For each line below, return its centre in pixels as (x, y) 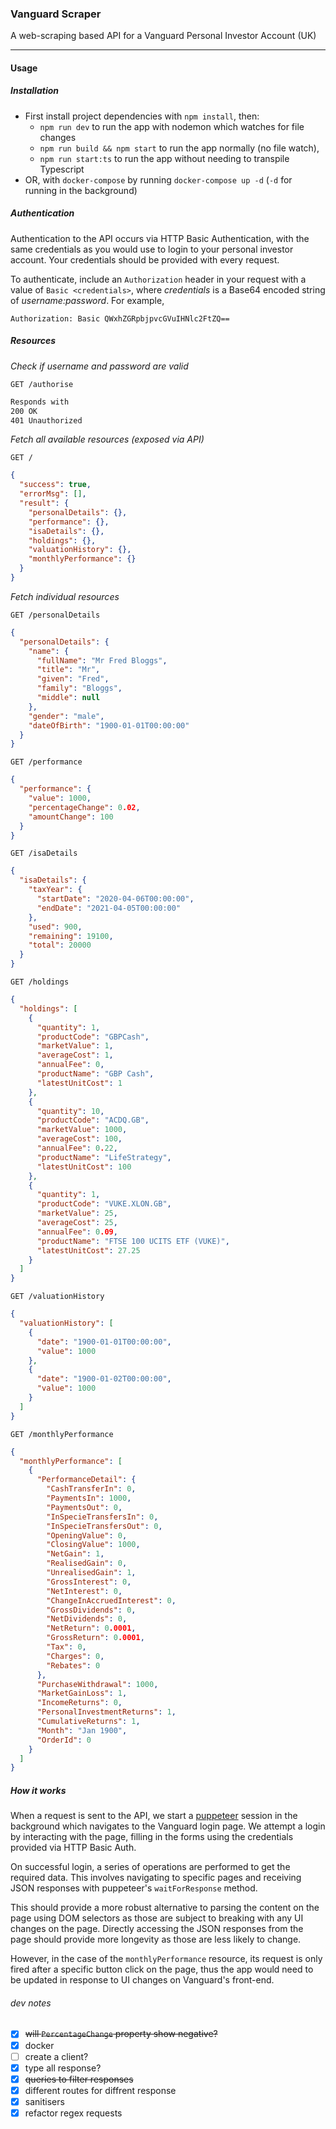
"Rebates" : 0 (73, 1665)
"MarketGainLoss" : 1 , (82, 1693)
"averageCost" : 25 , (77, 1223)
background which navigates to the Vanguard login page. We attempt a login (168, 1826)
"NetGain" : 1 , (75, 1554)
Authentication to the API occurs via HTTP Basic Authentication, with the (160, 238)
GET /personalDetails (55, 615)
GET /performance (46, 762)
